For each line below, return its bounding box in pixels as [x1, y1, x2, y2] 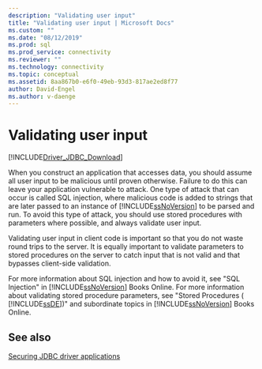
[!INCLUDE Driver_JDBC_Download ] [8, 152, 124, 162]
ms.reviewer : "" [8, 56, 62, 64]
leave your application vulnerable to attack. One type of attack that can [8, 185, 239, 194]
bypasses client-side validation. [8, 258, 111, 269]
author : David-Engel [8, 85, 77, 93]
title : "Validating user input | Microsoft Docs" [8, 19, 175, 27]
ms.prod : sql [8, 41, 51, 49]
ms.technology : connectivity [8, 63, 104, 71]
